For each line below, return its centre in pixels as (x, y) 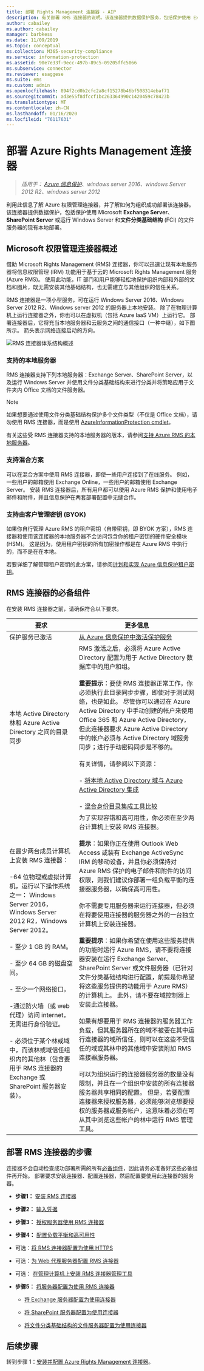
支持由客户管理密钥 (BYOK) (46, 514)
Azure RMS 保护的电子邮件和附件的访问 (135, 871)
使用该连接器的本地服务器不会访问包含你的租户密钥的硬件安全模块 (104, 536)
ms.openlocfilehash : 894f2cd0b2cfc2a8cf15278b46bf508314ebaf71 (88, 91)
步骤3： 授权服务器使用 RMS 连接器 (59, 1222)
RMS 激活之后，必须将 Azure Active (130, 648)
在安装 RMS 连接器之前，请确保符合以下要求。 (64, 608)
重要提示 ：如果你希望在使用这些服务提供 (137, 941)
